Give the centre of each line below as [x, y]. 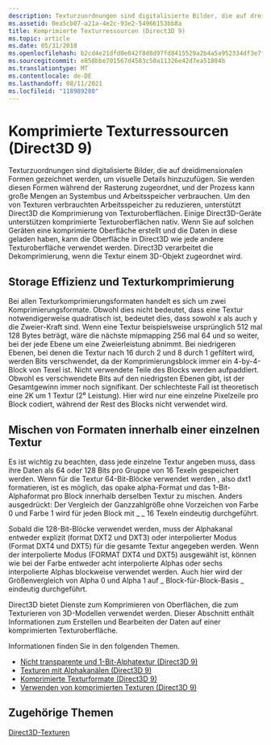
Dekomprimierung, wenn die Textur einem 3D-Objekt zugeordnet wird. [126, 256]
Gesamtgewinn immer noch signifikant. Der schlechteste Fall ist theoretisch [134, 387]
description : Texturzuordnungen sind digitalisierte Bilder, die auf [128, 16]
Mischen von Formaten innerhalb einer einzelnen [134, 429]
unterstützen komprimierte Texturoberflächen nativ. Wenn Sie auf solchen [131, 222]
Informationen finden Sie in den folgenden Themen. [94, 646]
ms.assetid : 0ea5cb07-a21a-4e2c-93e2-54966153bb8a [95, 23]
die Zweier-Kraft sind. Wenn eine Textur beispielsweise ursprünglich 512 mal [135, 327]
